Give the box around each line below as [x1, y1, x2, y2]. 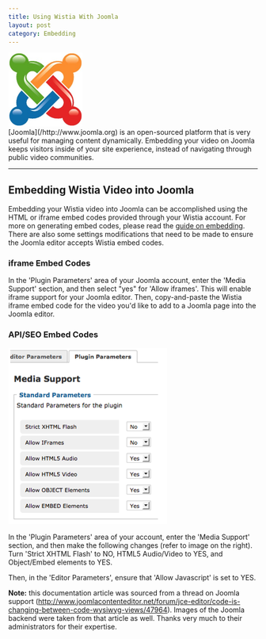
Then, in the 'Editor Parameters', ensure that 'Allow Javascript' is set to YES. [8, 572, 256, 582]
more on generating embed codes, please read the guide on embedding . [8, 220, 245, 230]
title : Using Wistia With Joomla [8, 13, 119, 21]
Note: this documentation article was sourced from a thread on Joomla [8, 587, 240, 598]
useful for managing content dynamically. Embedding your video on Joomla [8, 136, 255, 146]
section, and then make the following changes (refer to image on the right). [8, 540, 253, 550]
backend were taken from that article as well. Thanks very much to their [8, 613, 243, 622]
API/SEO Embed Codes [8, 329, 99, 340]
